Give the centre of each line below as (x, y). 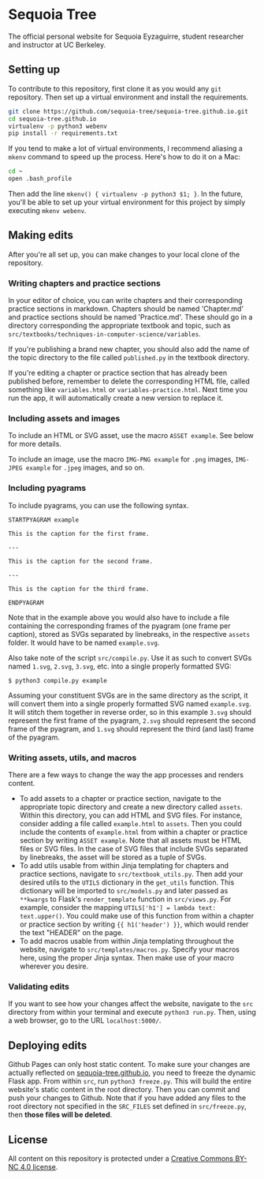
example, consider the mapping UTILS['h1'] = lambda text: (118, 908)
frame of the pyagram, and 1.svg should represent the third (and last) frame (131, 728)
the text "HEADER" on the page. (71, 932)
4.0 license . (39, 1166)
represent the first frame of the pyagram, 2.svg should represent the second (132, 720)
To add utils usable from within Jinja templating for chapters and (124, 865)
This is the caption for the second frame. (81, 561)
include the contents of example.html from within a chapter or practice (134, 832)
